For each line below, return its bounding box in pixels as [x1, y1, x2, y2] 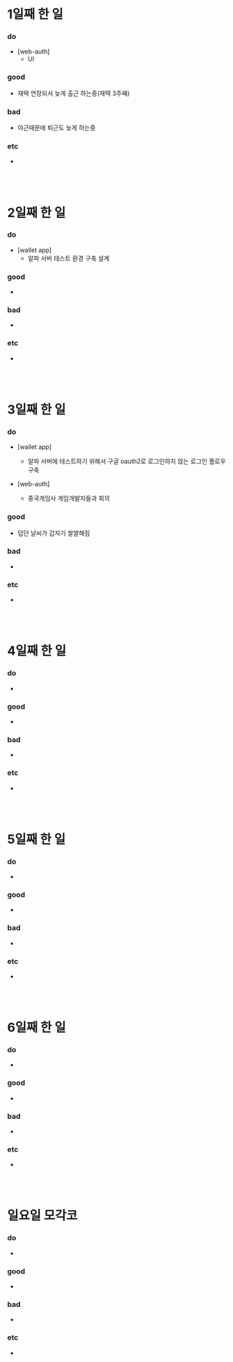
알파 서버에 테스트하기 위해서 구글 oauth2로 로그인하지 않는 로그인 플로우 [27, 457, 226, 465]
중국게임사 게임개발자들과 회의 [27, 494, 110, 502]
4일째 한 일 [7, 643, 67, 659]
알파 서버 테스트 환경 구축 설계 [27, 254, 110, 262]
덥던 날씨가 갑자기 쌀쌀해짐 [17, 529, 90, 537]
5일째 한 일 [7, 831, 66, 847]
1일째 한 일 [7, 6, 64, 22]
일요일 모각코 [7, 1208, 78, 1223]
